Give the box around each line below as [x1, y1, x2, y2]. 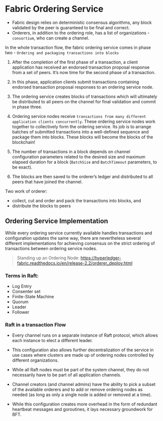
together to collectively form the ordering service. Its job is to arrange [12, 123, 151, 130]
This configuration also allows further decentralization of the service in [12, 347, 154, 353]
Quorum [12, 299, 29, 305]
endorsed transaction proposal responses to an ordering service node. [12, 84, 154, 90]
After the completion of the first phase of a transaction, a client [12, 59, 138, 65]
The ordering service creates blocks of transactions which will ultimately [12, 94, 158, 99]
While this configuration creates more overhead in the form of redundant [12, 401, 158, 407]
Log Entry [12, 284, 32, 289]
